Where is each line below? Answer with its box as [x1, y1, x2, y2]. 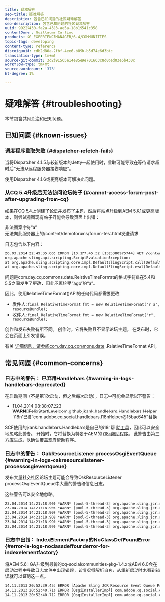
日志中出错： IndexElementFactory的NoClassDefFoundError [5, 537, 151, 543]
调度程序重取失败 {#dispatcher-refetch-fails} [5, 147, 114, 154]
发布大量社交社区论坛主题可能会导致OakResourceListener [5, 475, 122, 480]
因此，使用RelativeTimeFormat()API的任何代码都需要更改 [5, 291, 120, 297]
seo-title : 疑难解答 [5, 12, 44, 17]
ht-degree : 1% [5, 71, 34, 76]
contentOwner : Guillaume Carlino [5, 30, 74, 35]
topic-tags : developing [5, 39, 54, 44]
